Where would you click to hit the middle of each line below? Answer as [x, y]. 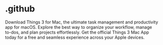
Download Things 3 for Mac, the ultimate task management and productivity [82, 22]
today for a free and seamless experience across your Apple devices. [75, 37]
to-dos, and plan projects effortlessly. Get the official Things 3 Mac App [77, 32]
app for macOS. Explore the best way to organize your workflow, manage [79, 27]
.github [20, 9]
